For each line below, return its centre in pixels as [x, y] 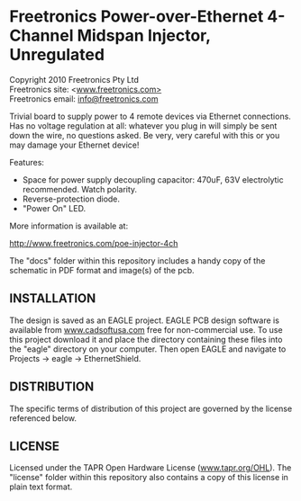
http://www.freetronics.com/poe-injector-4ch [94, 243]
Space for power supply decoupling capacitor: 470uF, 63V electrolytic [153, 179]
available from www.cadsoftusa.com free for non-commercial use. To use [146, 329]
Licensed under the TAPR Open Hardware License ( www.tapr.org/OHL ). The [150, 468]
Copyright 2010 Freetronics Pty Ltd [74, 79]
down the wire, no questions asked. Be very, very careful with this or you [145, 135]
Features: [27, 162]
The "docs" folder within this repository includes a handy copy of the [137, 260]
